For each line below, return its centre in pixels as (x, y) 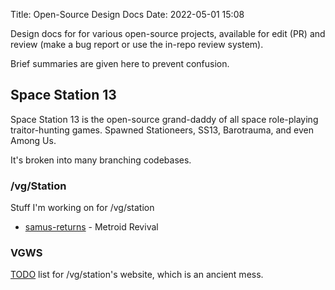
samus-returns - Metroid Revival (91, 227)
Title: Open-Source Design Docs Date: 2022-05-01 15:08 (127, 14)
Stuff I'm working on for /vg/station (82, 208)
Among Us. (33, 140)
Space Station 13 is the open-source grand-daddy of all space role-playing (164, 119)
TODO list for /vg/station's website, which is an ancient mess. (137, 275)
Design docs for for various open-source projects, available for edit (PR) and (168, 33)
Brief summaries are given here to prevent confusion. (120, 63)
